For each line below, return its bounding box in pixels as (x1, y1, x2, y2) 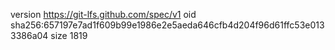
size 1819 (50, 30, 88, 41)
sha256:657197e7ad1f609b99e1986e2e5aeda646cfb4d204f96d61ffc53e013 (10, 19, 325, 31)
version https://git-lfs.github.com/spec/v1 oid (10, 9, 197, 20)
